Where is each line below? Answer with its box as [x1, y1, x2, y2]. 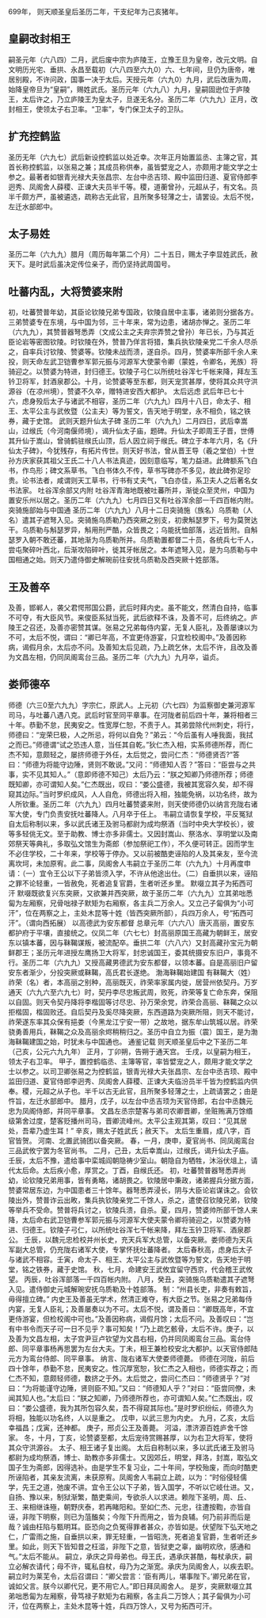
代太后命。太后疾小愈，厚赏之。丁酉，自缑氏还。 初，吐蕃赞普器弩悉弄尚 [8, 1165, 246, 1174]
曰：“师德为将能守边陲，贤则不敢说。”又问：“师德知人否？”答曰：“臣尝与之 [8, 760, 249, 769]
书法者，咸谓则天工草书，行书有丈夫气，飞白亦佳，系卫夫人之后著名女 [28, 476, 258, 485]
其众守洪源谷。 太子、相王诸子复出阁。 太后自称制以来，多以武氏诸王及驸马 [8, 1442, 255, 1452]
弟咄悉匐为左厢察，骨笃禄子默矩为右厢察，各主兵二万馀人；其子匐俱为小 [8, 1591, 244, 1601]
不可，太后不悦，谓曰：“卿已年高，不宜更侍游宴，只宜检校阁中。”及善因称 [8, 633, 247, 642]
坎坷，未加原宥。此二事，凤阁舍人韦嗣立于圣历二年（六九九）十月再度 [14, 858, 244, 868]
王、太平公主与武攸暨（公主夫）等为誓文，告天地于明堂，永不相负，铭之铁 [8, 406, 251, 416]
